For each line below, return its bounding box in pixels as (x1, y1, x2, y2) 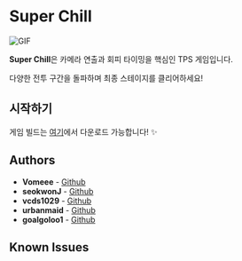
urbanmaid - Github (21, 204, 96, 215)
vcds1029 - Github (21, 195, 92, 206)
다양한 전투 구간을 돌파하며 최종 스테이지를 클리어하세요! (9, 73, 204, 83)
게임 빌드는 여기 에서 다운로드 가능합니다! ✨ (9, 126, 158, 137)
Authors (9, 153, 56, 168)
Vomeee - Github (21, 176, 86, 187)
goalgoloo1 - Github (21, 214, 96, 225)
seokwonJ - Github (21, 186, 94, 196)
